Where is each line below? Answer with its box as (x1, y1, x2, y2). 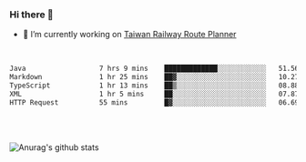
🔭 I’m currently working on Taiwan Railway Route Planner (22, 29, 237, 40)
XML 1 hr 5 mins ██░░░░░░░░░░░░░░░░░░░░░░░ (9, 89, 267, 98)
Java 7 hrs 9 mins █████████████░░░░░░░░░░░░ (9, 64, 267, 74)
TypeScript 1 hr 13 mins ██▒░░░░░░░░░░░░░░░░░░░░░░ (9, 81, 267, 90)
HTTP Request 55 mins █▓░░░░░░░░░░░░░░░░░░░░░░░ (9, 97, 267, 107)
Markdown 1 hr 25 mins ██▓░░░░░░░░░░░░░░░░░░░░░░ (9, 73, 267, 82)
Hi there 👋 (9, 8, 55, 21)
